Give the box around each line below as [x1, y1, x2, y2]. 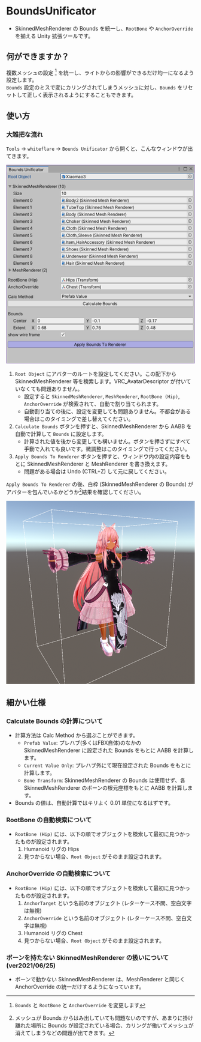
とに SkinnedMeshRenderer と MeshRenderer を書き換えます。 [14, 461, 171, 468]
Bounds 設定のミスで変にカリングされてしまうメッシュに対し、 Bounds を [6, 84, 183, 91]
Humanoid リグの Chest [23, 929, 83, 936]
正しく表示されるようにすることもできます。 [26, 91, 136, 98]
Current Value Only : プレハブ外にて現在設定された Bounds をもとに [23, 762, 191, 769]
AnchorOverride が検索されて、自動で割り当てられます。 [23, 401, 162, 408]
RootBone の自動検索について [6, 816, 92, 824]
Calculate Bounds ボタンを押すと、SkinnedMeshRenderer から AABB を [14, 423, 192, 430]
